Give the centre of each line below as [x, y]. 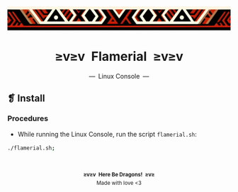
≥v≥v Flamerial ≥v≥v [119, 57]
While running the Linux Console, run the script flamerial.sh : [107, 134]
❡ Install [26, 98]
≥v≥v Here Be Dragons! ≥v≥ [119, 174]
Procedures [28, 118]
